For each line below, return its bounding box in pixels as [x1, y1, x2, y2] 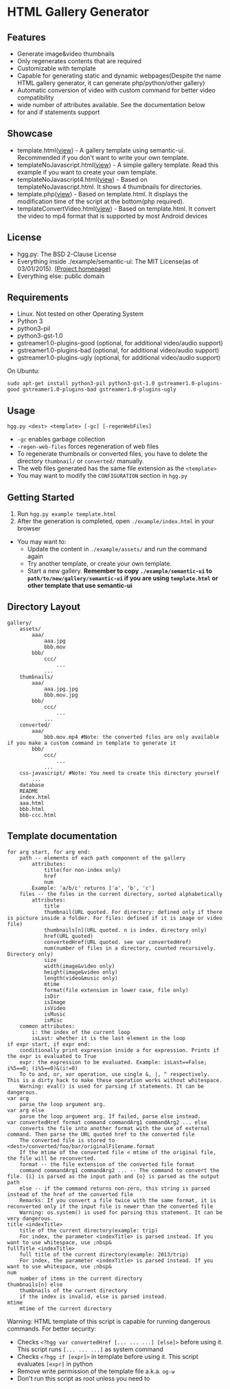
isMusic [43, 1011, 67, 1018]
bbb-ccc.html [19, 812, 57, 818]
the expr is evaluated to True [7, 1053, 97, 1059]
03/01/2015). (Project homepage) [16, 264, 111, 273]
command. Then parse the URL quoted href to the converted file [7, 1131, 195, 1138]
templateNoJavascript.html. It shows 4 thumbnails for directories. [16, 183, 203, 191]
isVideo [43, 1005, 67, 1011]
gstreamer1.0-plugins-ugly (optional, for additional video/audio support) [16, 354, 221, 362]
